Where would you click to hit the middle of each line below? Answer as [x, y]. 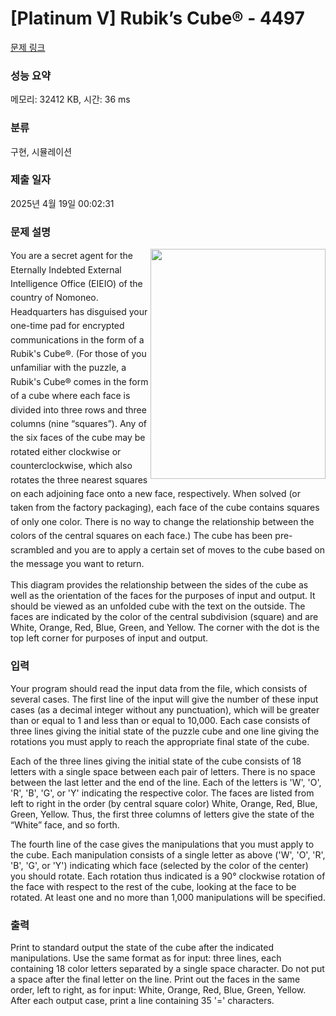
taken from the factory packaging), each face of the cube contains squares [165, 508]
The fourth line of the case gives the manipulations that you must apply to [162, 844]
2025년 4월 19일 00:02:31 [62, 203]
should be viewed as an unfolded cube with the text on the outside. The [158, 606]
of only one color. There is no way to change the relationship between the [162, 521]
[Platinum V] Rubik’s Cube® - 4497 [157, 18]
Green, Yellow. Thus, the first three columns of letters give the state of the [162, 814]
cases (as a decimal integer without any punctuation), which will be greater [165, 709]
